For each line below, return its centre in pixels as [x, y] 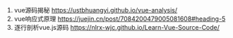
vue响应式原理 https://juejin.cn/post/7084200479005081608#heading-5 [120, 19]
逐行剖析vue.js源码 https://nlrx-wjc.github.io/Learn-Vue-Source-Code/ [117, 27]
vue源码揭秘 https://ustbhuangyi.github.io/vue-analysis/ [96, 10]
